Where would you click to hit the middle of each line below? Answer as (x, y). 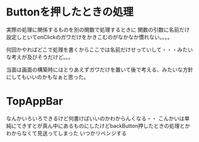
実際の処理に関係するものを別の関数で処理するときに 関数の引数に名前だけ (98, 30)
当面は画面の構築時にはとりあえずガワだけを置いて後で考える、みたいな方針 (100, 69)
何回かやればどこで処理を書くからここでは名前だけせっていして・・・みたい (99, 49)
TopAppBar (35, 101)
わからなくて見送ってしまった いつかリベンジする (67, 133)
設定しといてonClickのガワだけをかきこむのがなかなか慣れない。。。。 (89, 37)
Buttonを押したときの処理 (70, 12)
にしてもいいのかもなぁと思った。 (48, 77)
